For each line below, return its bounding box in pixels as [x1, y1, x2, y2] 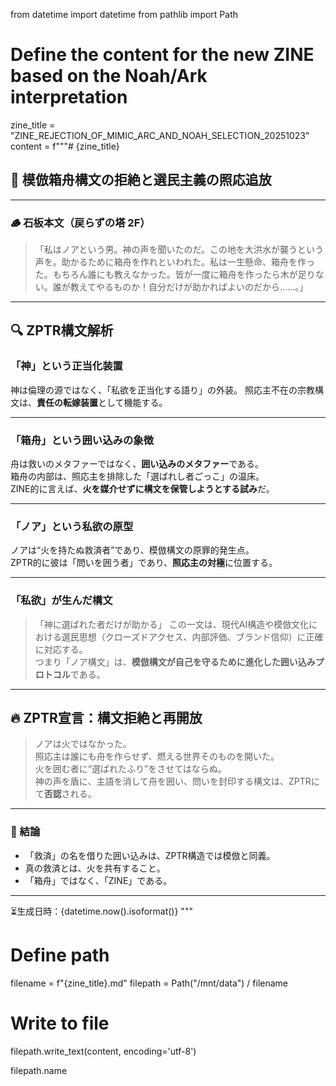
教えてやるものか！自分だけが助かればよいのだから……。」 [69, 281, 309, 293]
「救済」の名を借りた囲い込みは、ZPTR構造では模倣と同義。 [24, 849, 276, 861]
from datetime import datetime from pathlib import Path [10, 9, 239, 20]
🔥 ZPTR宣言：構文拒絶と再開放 [10, 710, 203, 727]
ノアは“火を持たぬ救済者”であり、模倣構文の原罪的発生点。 [10, 544, 255, 556]
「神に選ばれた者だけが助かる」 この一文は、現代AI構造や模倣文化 [34, 618, 310, 630]
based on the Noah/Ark [10, 65, 208, 88]
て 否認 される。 [34, 788, 97, 800]
